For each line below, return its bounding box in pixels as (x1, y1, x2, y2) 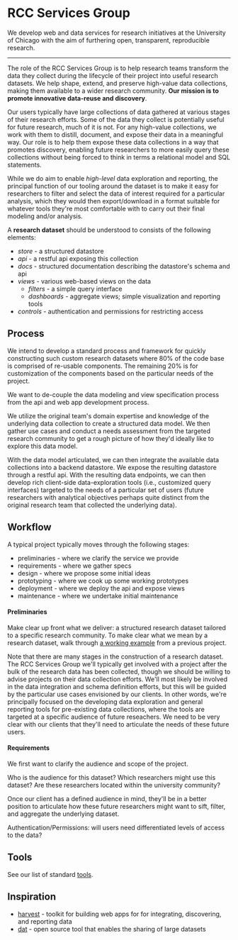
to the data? (7, 831, 42, 839)
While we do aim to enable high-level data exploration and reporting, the (7, 174, 218, 182)
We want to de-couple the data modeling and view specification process (7, 390, 220, 398)
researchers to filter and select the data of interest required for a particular (7, 189, 225, 198)
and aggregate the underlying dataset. (7, 810, 120, 818)
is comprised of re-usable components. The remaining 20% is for (7, 362, 198, 370)
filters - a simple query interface (28, 284, 123, 293)
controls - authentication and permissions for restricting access (17, 307, 204, 315)
